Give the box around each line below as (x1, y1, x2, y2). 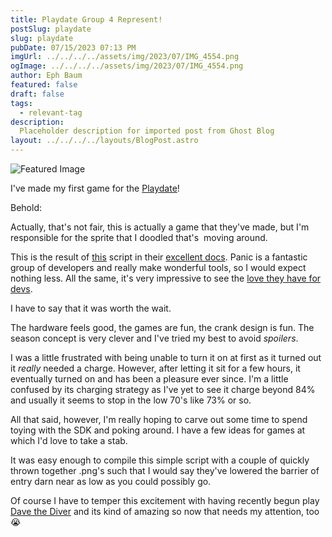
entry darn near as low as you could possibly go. (10, 476, 212, 487)
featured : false (10, 80, 78, 90)
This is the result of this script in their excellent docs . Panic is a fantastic (10, 251, 308, 263)
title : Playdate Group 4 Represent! (10, 14, 163, 25)
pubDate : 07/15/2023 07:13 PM (10, 42, 137, 53)
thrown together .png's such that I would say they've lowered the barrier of (10, 465, 320, 476)
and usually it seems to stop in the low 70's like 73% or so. (10, 394, 252, 406)
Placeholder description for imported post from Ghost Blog (19, 126, 275, 136)
